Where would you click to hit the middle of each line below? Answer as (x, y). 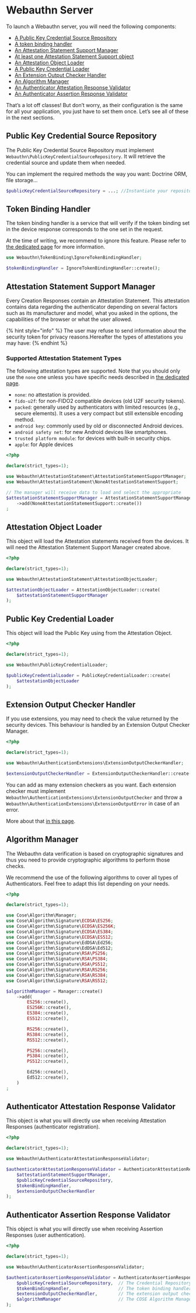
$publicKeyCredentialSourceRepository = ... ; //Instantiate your (87, 191)
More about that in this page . (41, 821)
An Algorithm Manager (42, 81)
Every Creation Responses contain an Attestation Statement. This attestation (98, 300)
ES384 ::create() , (48, 1013)
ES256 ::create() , (48, 1002)
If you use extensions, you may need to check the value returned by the (92, 719)
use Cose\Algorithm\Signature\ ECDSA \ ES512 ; (60, 937)
